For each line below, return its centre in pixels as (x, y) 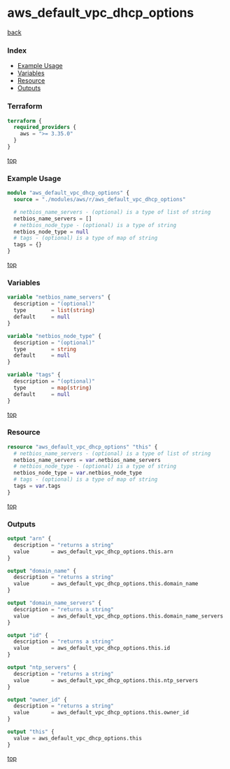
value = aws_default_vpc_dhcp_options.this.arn (93, 552)
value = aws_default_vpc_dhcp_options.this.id (92, 648)
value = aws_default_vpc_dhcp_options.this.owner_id (101, 713)
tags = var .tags (37, 486)
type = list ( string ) (55, 311)
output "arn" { (29, 539)
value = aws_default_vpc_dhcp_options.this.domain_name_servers (118, 616)
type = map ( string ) (53, 388)
